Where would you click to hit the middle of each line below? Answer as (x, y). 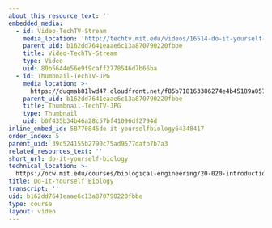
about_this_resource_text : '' (59, 16)
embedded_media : (36, 23)
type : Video (43, 61)
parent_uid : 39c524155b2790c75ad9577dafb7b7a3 (88, 144)
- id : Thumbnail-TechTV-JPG (63, 76)
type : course (30, 204)
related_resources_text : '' (56, 151)
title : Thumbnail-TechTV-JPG (72, 106)
